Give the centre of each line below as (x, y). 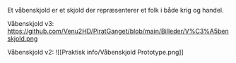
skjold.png (23, 38)
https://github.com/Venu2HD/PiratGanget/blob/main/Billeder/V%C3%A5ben (118, 31)
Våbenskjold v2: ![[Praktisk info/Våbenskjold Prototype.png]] (95, 52)
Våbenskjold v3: (31, 23)
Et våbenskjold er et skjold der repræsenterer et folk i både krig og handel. (116, 10)
